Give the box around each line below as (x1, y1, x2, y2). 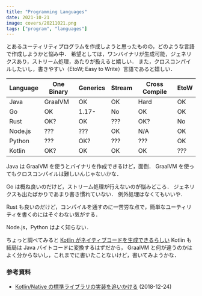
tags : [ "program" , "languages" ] (6, 25, 87, 32)
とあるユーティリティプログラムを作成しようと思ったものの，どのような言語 (6, 43, 195, 50)
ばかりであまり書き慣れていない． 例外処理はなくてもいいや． (32, 191, 186, 198)
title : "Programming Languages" (6, 8, 87, 15)
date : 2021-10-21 (6, 14, 50, 20)
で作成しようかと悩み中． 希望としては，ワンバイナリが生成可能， (6, 51, 171, 58)
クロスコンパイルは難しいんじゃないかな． (16, 170, 122, 177)
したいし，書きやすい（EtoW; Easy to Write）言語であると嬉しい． (11, 66, 176, 73)
